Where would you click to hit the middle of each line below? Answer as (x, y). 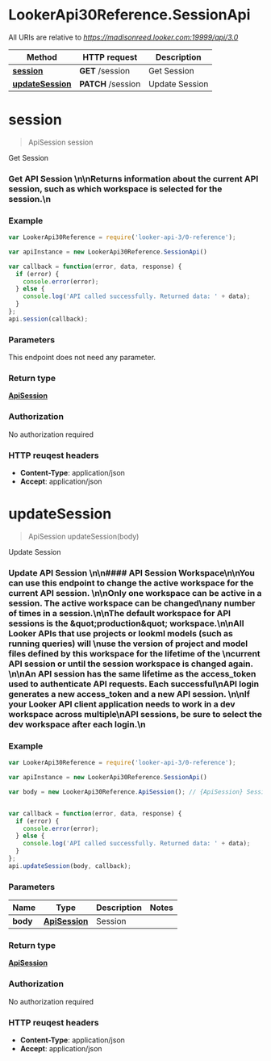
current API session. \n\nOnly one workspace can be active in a (135, 593)
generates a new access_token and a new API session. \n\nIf (129, 694)
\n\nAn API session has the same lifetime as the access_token (132, 673)
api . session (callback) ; (48, 319)
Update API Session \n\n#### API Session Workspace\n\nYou (132, 572)
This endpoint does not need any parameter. (82, 358)
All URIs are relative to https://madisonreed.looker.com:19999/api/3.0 (123, 37)
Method (42, 57)
